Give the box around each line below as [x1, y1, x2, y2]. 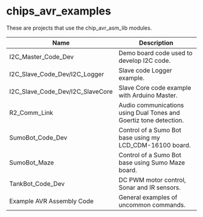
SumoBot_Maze [9, 158, 54, 167]
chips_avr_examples [6, 4, 112, 18]
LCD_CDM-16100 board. [118, 141, 192, 149]
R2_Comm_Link [9, 108, 53, 117]
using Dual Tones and [118, 108, 180, 117]
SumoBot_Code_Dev [9, 133, 68, 141]
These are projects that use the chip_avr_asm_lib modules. [6, 24, 152, 31]
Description [138, 38, 173, 47]
